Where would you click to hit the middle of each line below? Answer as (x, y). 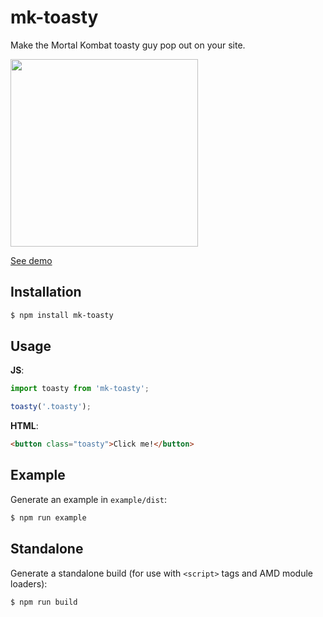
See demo (31, 260)
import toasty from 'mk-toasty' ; (80, 389)
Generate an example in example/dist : (89, 499)
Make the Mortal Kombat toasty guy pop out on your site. (128, 45)
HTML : (24, 426)
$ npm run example (48, 517)
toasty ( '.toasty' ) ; (51, 407)
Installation (46, 292)
